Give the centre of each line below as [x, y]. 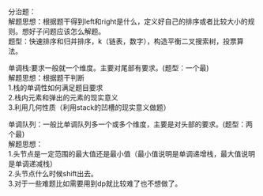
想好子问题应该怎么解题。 [63, 31]
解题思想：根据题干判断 [46, 78]
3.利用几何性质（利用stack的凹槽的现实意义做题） [89, 107]
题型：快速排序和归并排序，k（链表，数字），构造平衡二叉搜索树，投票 [122, 41]
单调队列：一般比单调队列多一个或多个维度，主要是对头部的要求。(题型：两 [131, 124]
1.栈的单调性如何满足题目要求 [56, 88]
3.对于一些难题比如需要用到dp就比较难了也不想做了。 [95, 183]
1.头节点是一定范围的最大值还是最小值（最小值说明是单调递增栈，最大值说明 [131, 154]
